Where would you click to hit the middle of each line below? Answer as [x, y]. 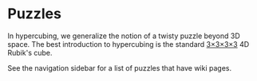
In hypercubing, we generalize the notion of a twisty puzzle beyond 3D [124, 36]
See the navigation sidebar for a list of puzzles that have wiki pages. [120, 67]
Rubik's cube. [30, 52]
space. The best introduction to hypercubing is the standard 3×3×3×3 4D [128, 44]
